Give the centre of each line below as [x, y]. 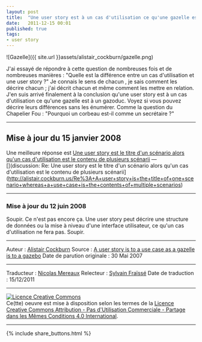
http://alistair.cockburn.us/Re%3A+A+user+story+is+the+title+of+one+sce [101, 178]
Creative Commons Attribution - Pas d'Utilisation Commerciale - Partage [96, 310]
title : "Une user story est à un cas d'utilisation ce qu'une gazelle [98, 17]
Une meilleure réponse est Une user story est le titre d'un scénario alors [95, 153]
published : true [26, 29]
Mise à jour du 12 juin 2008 [46, 206]
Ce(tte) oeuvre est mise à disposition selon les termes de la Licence [90, 303]
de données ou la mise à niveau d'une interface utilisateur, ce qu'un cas [95, 226]
